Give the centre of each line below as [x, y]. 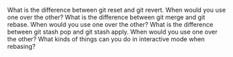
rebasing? [22, 46]
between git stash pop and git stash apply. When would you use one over [112, 32]
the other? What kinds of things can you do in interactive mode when [106, 39]
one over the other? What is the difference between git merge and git [106, 17]
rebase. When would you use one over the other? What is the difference [110, 24]
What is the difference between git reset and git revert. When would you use [116, 10]
